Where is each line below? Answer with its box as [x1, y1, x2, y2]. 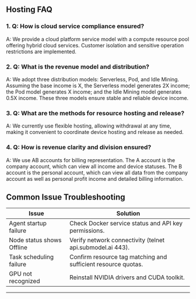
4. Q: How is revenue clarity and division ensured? [6, 143, 152, 152]
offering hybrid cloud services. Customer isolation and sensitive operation [6, 42, 184, 49]
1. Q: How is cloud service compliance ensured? [6, 22, 145, 30]
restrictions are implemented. [6, 48, 77, 55]
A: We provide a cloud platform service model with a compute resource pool [6, 35, 190, 43]
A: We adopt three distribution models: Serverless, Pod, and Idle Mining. [6, 75, 180, 83]
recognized [9, 277, 40, 286]
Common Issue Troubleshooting [6, 192, 125, 202]
